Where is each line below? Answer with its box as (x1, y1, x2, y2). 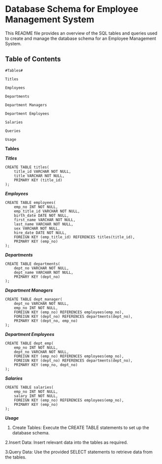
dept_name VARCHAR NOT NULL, (14, 270, 74, 275)
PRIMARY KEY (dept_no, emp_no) (14, 318, 78, 323)
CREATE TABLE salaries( (5, 385, 54, 390)
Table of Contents (5, 55, 61, 64)
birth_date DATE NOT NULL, (14, 213, 69, 218)
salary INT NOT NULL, (14, 393, 58, 398)
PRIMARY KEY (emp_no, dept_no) (14, 362, 78, 367)
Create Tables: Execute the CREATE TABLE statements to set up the (12, 425, 149, 431)
